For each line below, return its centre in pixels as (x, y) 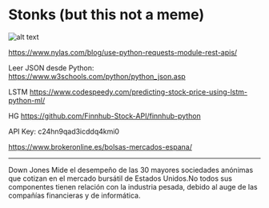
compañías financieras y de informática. (74, 195)
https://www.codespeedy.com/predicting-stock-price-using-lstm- (139, 92)
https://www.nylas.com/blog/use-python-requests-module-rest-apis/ (123, 52)
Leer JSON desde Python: (51, 68)
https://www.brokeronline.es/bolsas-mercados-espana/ (100, 146)
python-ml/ (27, 100)
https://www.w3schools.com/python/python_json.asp (97, 76)
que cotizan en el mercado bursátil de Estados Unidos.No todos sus (120, 178)
